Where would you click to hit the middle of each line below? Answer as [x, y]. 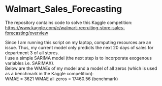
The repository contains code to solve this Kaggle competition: [69, 22]
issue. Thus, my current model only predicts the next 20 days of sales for [79, 47]
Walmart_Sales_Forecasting [64, 9]
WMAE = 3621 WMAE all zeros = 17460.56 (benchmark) [62, 79]
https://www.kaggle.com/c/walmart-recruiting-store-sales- [65, 27]
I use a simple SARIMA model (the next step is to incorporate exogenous [79, 58]
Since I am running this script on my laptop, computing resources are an [78, 42]
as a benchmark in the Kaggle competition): [49, 73]
